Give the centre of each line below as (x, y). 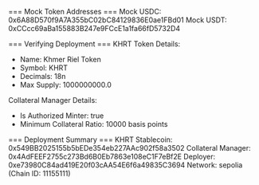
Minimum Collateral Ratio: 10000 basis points (94, 124)
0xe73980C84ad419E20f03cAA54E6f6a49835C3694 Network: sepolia (126, 165)
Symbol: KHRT (44, 68)
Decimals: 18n (43, 76)
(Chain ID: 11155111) (39, 173)
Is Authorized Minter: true (62, 116)
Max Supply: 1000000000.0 (65, 85)
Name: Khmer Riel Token (60, 59)
